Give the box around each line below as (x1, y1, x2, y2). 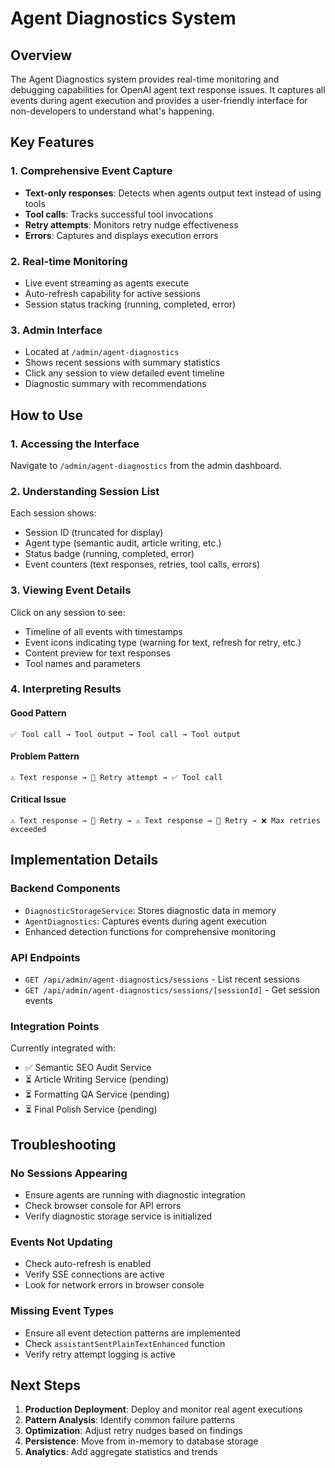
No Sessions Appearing (10, 1166, 128, 1180)
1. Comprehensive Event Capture (10, 164, 173, 178)
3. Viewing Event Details (10, 583, 132, 597)
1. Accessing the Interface (10, 437, 140, 451)
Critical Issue (10, 793, 67, 806)
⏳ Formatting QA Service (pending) (24, 1088, 170, 1101)
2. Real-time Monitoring (10, 254, 128, 268)
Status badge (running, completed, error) (24, 548, 195, 560)
